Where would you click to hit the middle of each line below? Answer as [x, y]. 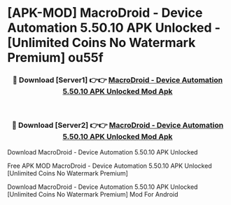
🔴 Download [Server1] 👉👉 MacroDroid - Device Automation [118, 80]
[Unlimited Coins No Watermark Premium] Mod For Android [93, 194]
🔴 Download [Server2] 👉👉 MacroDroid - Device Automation [118, 126]
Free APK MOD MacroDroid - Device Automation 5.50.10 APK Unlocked [110, 166]
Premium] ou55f [55, 58]
